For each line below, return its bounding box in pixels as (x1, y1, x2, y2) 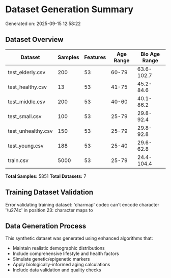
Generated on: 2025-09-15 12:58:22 (5, 20, 81, 27)
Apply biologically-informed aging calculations (12, 262, 110, 268)
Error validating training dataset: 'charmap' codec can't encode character (5, 201, 159, 207)
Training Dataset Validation (5, 188, 94, 197)
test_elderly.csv (8, 68, 46, 76)
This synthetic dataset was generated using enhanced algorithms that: (5, 235, 153, 241)
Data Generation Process (5, 221, 87, 230)
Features (83, 54, 106, 61)
